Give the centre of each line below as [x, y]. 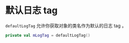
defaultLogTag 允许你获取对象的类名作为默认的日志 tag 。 [66, 26]
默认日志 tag [31, 10]
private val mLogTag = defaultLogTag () [48, 35]
